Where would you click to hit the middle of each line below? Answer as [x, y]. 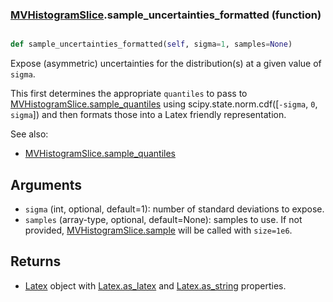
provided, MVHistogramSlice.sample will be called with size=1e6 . [158, 230]
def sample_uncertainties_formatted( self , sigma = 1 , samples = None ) [151, 44]
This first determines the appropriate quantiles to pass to [129, 94]
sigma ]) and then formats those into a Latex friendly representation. [148, 115]
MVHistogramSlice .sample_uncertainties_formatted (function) [166, 15]
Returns [36, 261]
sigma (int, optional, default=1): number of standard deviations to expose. [174, 209]
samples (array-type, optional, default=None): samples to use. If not [163, 219]
